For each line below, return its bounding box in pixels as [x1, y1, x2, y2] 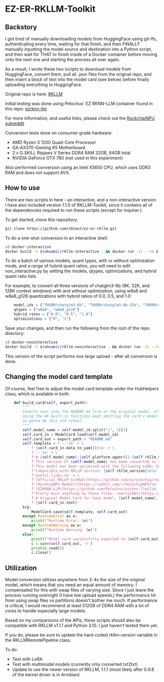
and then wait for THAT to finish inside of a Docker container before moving [5, 51, 158, 57]
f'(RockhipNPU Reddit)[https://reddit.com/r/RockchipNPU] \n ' [31, 482, 159, 487]
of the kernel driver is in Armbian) [12, 672, 80, 678]
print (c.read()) [31, 546, 64, 550]
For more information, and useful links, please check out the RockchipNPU [5, 115, 155, 121]
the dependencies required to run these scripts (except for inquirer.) [5, 207, 142, 213]
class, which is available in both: [5, 391, 70, 396]
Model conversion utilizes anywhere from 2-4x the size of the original [5, 577, 145, 583]
